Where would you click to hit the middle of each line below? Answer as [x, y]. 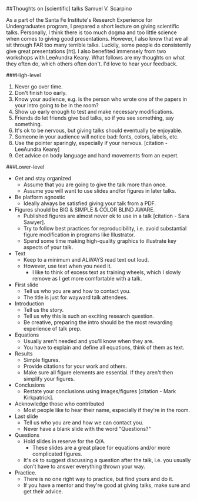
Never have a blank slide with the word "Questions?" [87, 429]
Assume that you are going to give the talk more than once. [95, 184]
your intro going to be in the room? [56, 105]
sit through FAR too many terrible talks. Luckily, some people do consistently [99, 45]
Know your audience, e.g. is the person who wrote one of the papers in [101, 99]
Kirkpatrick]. [39, 398]
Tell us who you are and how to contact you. [77, 291]
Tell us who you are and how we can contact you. [84, 423]
